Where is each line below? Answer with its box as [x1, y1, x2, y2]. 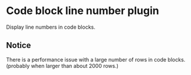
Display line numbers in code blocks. [6, 23, 95, 30]
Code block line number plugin [6, 4, 159, 18]
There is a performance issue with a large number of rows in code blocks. [6, 56, 186, 63]
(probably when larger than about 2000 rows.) [6, 62, 119, 69]
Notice [6, 40, 31, 50]
